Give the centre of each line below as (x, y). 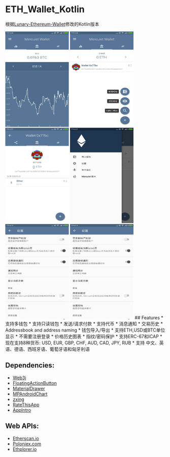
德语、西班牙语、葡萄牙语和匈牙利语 (52, 349)
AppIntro (22, 410)
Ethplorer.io (25, 449)
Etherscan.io (26, 438)
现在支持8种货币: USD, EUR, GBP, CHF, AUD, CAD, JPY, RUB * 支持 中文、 (82, 343)
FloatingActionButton (35, 383)
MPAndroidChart (30, 394)
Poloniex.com (27, 444)
